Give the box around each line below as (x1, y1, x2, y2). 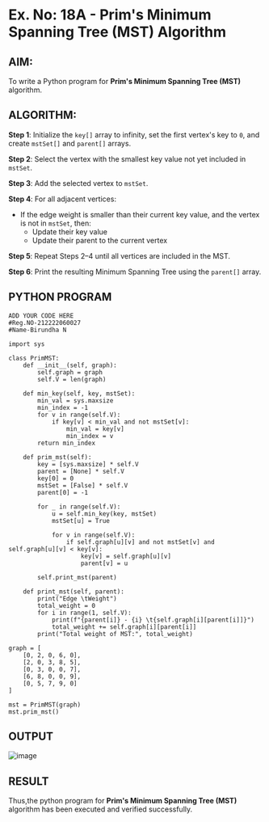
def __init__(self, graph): (23, 361, 117, 369)
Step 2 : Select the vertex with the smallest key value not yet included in (8, 154, 246, 163)
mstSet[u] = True (51, 516, 111, 525)
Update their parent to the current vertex (32, 235, 168, 245)
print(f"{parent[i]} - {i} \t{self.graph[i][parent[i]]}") (51, 616, 254, 624)
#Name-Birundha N (8, 326, 67, 334)
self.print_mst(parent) (37, 573, 117, 581)
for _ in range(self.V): (37, 503, 121, 511)
